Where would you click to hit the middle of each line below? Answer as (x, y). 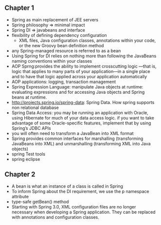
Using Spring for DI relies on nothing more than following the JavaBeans (84, 56)
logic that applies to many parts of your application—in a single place (81, 71)
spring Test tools (28, 154)
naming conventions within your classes (52, 61)
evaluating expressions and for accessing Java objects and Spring (78, 92)
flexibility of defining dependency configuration (59, 35)
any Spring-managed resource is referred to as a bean (66, 51)
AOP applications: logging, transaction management (64, 82)
